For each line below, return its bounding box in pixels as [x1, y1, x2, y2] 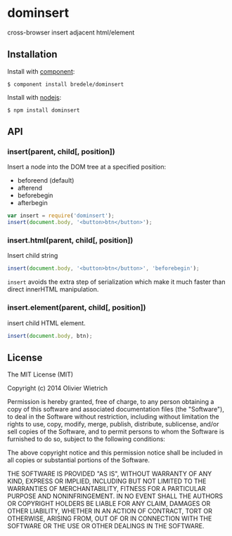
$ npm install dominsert [7, 107, 80, 114]
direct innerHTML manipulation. [7, 285, 99, 294]
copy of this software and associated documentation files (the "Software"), [7, 405, 225, 414]
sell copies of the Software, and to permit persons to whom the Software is [7, 427, 225, 436]
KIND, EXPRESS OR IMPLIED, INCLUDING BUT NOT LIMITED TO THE [7, 477, 207, 485]
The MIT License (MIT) [7, 370, 74, 379]
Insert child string [7, 251, 58, 260]
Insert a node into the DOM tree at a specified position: [7, 163, 167, 171]
